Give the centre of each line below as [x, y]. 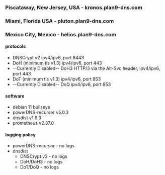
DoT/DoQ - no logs [39, 167]
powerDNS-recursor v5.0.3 [40, 113]
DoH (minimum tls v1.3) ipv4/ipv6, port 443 [57, 63]
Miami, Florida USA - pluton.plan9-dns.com [60, 21]
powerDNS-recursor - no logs [43, 146]
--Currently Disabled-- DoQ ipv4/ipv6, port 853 [62, 84]
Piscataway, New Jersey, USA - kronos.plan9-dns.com [74, 8]
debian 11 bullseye [31, 107]
